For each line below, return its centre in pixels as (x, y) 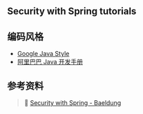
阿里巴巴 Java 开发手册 (50, 62)
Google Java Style (43, 54)
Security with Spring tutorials (72, 11)
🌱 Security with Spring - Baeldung (73, 103)
